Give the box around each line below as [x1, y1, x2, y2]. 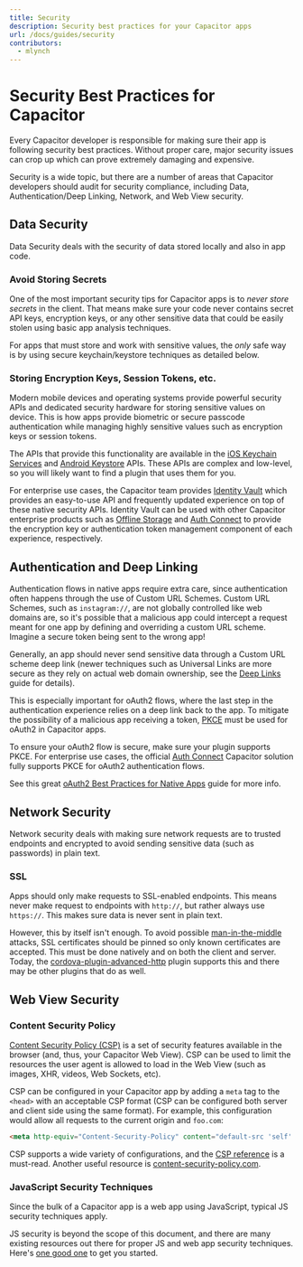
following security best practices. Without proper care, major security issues [9, 145, 294, 155]
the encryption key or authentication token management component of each [9, 523, 293, 534]
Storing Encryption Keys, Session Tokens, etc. [9, 372, 216, 385]
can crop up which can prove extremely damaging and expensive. [9, 155, 255, 165]
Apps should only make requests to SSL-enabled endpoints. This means [9, 891, 278, 902]
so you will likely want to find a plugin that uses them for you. [9, 467, 236, 479]
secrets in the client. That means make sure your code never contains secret [9, 304, 294, 314]
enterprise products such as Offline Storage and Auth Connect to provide [9, 514, 282, 525]
